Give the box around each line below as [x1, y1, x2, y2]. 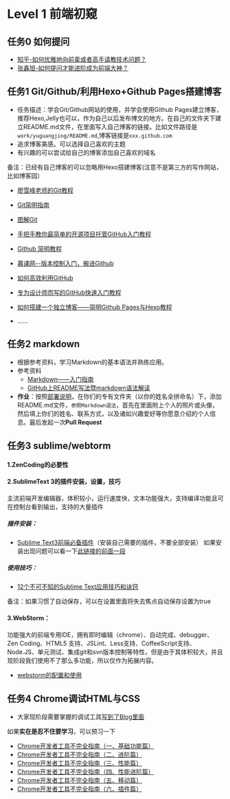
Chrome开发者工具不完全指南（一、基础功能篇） [16, 741, 154, 750]
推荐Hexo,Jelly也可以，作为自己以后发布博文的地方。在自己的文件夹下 [16, 114, 216, 122]
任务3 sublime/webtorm [7, 440, 111, 452]
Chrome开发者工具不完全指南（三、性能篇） [16, 758, 143, 767]
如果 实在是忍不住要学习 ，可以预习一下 [7, 727, 115, 735]
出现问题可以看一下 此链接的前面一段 [23, 547, 126, 555]
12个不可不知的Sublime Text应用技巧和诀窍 [16, 582, 139, 591]
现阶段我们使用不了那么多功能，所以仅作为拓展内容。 [7, 656, 158, 664]
